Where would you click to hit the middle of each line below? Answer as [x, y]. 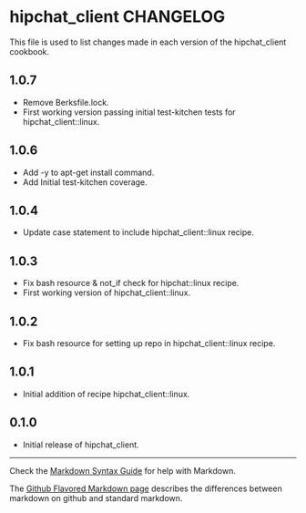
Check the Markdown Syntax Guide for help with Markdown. [123, 470]
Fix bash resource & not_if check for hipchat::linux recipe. [131, 283]
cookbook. [30, 51]
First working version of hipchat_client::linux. [107, 292]
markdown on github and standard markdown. [96, 498]
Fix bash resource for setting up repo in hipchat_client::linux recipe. [149, 343]
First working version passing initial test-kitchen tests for [129, 112]
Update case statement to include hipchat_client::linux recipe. [138, 232]
